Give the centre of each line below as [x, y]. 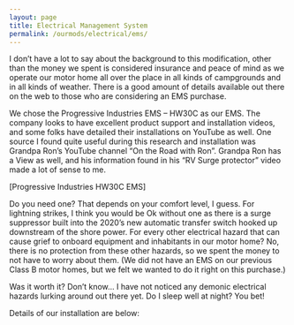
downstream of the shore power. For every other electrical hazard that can [145, 232]
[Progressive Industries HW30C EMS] [78, 187]
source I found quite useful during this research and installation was [132, 141]
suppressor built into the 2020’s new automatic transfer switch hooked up [143, 223]
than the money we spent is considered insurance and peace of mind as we [147, 68]
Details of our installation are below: [74, 314]
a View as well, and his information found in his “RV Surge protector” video [145, 161]
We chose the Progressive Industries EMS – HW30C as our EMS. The [135, 113]
